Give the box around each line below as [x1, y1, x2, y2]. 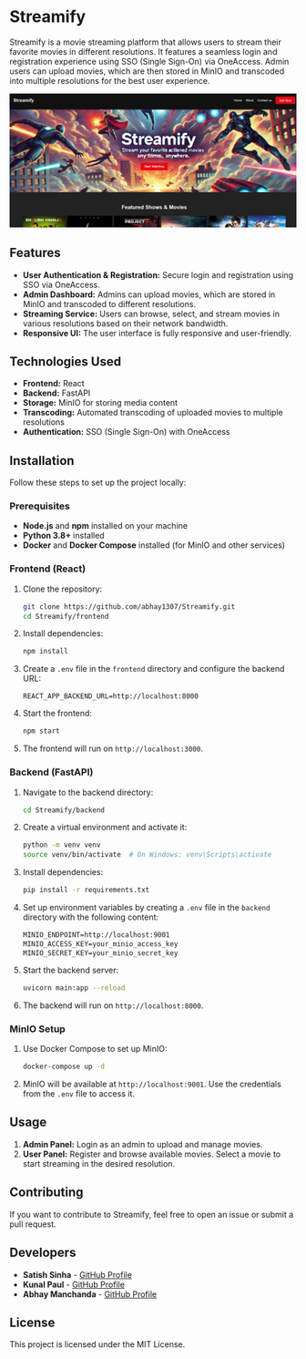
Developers [9, 1245, 76, 1261]
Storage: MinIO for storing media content [22, 397, 178, 408]
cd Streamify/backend [22, 805, 105, 815]
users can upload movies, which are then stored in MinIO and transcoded [9, 66, 285, 77]
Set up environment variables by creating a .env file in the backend [22, 902, 270, 913]
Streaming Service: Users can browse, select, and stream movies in [22, 308, 280, 319]
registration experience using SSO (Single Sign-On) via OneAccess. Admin [9, 56, 290, 67]
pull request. [9, 1219, 56, 1230]
